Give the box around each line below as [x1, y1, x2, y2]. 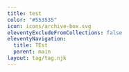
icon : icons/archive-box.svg [7, 23, 92, 29]
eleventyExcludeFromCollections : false [7, 29, 123, 36]
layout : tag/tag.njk [7, 55, 67, 62]
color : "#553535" [7, 16, 58, 23]
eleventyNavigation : [7, 36, 67, 43]
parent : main [13, 49, 51, 56]
